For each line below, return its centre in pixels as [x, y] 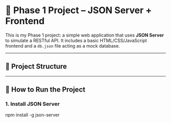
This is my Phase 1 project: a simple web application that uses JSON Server [85, 35]
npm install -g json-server [33, 115]
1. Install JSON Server [33, 104]
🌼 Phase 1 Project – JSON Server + [78, 10]
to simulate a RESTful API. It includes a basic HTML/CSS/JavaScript [76, 40]
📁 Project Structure [36, 67]
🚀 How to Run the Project [45, 90]
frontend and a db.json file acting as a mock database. [63, 46]
